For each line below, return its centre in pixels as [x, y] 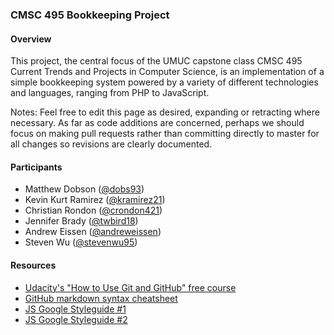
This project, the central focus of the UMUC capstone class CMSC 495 [156, 61]
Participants [36, 167]
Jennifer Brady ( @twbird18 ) [81, 221]
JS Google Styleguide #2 [76, 319]
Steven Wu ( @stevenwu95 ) [81, 242]
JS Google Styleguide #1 [75, 309]
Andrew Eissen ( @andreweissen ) [93, 232]
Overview [31, 39]
